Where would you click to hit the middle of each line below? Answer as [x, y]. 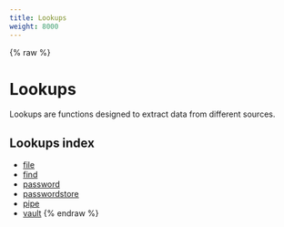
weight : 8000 [34, 26]
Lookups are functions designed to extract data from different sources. [142, 114]
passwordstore [51, 194]
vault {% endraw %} [61, 213]
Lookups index [52, 143]
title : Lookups [38, 18]
